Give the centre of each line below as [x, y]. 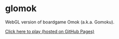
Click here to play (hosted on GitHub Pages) [50, 31]
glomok [21, 9]
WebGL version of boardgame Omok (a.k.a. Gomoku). [60, 22]
